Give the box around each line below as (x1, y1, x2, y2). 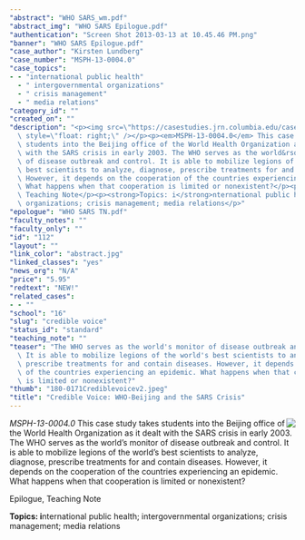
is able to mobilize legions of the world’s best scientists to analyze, (9, 447, 259, 457)
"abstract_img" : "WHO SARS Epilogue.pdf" (9, 22, 169, 31)
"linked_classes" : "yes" (9, 258, 103, 268)
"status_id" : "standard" (9, 326, 103, 335)
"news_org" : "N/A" (9, 267, 79, 276)
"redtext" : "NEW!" (9, 283, 79, 292)
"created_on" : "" (9, 114, 75, 123)
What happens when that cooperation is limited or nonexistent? (9, 476, 246, 486)
